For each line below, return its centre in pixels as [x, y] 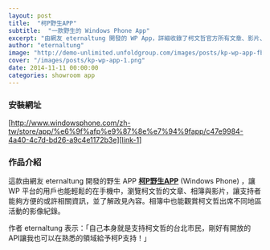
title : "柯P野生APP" [43, 23]
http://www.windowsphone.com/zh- [71, 123]
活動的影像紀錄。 [37, 211]
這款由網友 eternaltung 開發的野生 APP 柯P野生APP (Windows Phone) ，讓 [132, 181]
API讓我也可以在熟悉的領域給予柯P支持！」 [80, 238]
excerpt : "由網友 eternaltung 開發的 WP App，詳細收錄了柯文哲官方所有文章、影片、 [137, 38]
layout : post [30, 16]
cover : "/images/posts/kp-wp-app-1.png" [77, 61]
